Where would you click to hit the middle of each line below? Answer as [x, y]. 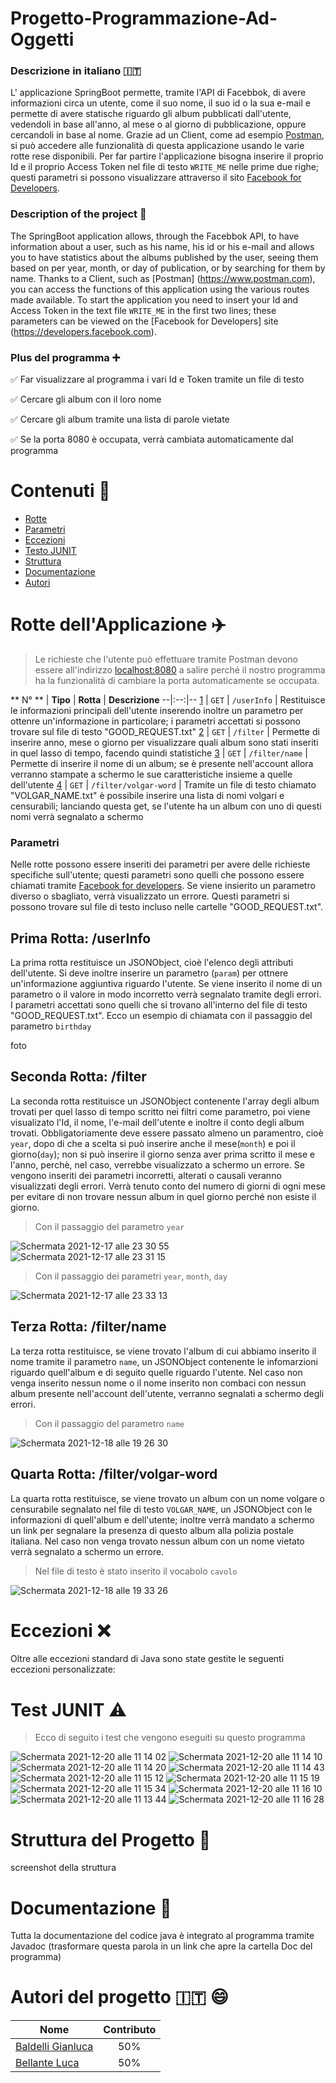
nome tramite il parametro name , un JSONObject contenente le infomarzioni [164, 1361]
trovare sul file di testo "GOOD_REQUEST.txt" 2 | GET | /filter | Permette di [165, 731]
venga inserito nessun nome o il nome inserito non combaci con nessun [158, 1383]
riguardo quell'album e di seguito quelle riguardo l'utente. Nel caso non [156, 1372]
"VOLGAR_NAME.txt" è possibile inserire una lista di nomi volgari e [147, 795]
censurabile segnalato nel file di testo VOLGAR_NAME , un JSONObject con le [161, 1509]
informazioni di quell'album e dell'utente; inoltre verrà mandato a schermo [162, 1519]
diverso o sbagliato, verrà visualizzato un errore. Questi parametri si [150, 896]
